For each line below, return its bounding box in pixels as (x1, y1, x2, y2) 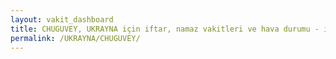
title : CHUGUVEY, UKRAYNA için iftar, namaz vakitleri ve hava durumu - (10, 24, 320, 34)
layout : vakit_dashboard (10, 14, 114, 25)
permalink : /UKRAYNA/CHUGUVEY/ (10, 33, 141, 43)
